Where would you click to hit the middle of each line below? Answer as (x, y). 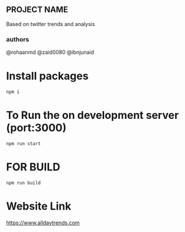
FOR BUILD (33, 167)
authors (18, 39)
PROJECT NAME (37, 10)
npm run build (24, 183)
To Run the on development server (92, 115)
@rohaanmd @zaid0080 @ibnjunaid (50, 52)
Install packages (47, 76)
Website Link (39, 206)
